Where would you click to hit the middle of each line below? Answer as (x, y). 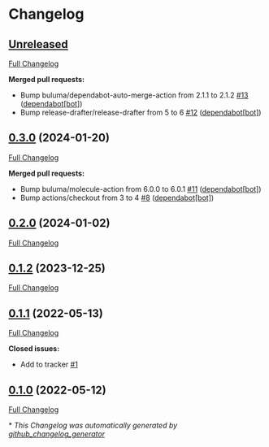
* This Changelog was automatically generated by (93, 425)
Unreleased (39, 44)
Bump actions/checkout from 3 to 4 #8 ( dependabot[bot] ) (117, 197)
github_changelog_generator (57, 434)
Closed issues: (34, 349)
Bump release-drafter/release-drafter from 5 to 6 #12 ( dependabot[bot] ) (141, 112)
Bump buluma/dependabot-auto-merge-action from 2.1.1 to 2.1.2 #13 (134, 95)
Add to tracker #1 (49, 365)
